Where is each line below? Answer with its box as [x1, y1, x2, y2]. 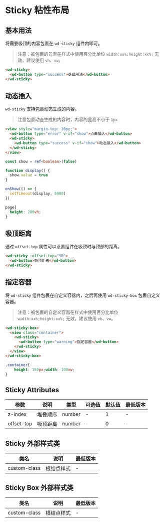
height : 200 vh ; [9, 209, 41, 215]
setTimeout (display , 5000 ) [9, 191, 66, 196]
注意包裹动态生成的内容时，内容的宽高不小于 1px [17, 116, 118, 123]
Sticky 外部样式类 [5, 439, 60, 448]
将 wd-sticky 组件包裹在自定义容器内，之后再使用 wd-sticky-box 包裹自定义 [5, 292, 160, 298]
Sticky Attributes [5, 386, 59, 394]
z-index [7, 411, 27, 418]
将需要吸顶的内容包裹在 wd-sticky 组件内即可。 [5, 41, 102, 46]
